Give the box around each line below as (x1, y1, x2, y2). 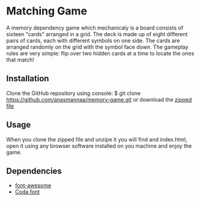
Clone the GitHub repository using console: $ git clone (6, 89, 141, 97)
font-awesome (14, 182, 52, 189)
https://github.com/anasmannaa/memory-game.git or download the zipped (6, 96, 192, 103)
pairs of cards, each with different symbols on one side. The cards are (6, 37, 180, 44)
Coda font (14, 188, 40, 196)
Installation (6, 73, 49, 84)
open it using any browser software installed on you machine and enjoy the (6, 142, 192, 149)
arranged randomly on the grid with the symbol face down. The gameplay (6, 43, 189, 51)
